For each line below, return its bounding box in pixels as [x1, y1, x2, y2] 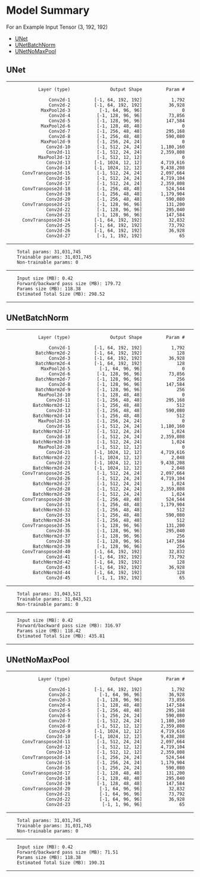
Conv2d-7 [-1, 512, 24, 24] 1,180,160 [48, 718, 185, 724]
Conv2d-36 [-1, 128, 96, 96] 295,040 [46, 528, 185, 533]
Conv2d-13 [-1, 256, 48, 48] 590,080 [46, 407, 185, 413]
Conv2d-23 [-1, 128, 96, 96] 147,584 [46, 211, 185, 218]
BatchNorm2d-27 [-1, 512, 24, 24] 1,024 [32, 480, 185, 487]
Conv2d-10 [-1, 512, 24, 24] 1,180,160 [46, 144, 185, 150]
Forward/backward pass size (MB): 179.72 [17, 280, 121, 287]
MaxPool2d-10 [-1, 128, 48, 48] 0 [37, 392, 185, 398]
